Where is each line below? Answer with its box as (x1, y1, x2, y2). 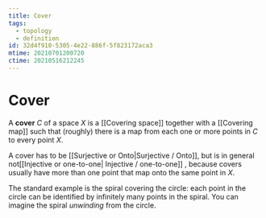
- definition (15, 34, 60, 43)
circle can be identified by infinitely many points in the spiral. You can (8, 191, 239, 201)
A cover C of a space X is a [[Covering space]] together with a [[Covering (8, 117, 254, 127)
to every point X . (8, 134, 64, 145)
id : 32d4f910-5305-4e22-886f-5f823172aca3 (8, 42, 153, 50)
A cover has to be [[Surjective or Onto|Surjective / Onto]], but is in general (8, 150, 256, 160)
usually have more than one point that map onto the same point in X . (8, 167, 235, 177)
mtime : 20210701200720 (8, 49, 85, 57)
